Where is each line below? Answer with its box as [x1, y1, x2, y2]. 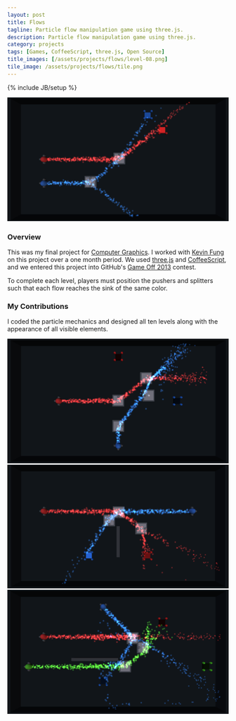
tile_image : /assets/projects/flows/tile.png [7, 63, 143, 70]
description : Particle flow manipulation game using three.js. [7, 34, 197, 41]
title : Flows [7, 18, 46, 26]
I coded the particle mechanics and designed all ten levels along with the [7, 317, 218, 326]
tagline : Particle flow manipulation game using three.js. [7, 26, 184, 33]
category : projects [7, 41, 65, 48]
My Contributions [7, 301, 69, 311]
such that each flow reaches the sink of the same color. [7, 284, 168, 293]
